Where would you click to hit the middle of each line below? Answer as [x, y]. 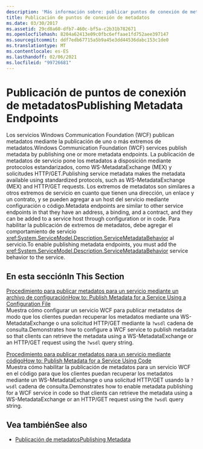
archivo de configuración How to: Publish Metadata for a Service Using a [96, 298]
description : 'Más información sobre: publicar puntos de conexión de [97, 12]
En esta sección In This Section [66, 276]
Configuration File [29, 304]
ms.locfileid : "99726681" [39, 62]
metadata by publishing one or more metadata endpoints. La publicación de [101, 155]
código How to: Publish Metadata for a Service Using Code [79, 361]
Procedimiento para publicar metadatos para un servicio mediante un [92, 291]
